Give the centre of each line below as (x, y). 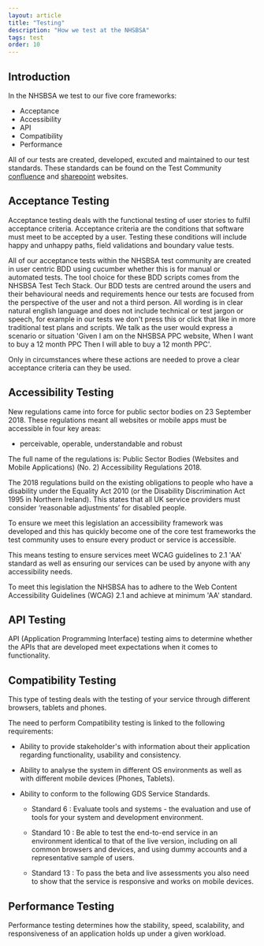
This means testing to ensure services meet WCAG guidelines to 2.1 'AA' (125, 555)
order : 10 (24, 45)
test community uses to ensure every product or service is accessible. (122, 540)
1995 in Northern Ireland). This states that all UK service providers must (124, 499)
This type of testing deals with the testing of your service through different (129, 699)
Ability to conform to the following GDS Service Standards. (115, 794)
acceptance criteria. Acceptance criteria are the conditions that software (126, 228)
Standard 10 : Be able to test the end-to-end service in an (125, 833)
